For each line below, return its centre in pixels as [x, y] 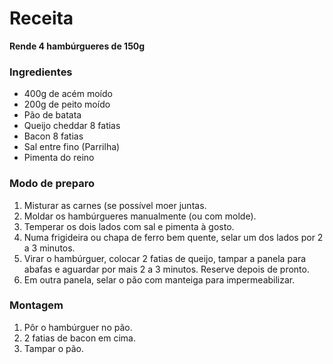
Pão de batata [52, 115]
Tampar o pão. [54, 348]
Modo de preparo [52, 184]
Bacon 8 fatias [53, 136]
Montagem [36, 305]
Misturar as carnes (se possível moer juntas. [115, 205]
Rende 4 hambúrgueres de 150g [77, 46]
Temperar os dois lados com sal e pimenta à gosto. [129, 226]
